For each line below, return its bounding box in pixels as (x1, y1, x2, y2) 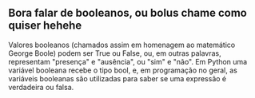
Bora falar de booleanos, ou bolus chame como (8, 6, 248, 20)
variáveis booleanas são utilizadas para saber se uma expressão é (8, 73, 226, 83)
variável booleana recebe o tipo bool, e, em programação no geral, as (8, 65, 237, 75)
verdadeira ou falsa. (8, 82, 74, 92)
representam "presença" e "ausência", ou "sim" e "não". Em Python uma (8, 57, 248, 66)
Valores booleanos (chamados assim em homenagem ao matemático (8, 40, 236, 49)
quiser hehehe (8, 19, 82, 33)
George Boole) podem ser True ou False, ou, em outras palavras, (8, 48, 221, 58)
